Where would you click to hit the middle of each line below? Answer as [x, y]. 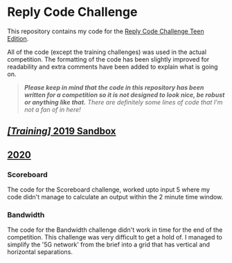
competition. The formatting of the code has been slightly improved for [108, 59]
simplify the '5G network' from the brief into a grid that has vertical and [108, 245]
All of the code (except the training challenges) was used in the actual [107, 52]
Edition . [18, 38]
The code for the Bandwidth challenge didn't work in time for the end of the [115, 230]
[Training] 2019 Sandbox [62, 131]
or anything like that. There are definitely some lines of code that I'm [123, 102]
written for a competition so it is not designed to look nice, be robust [124, 95]
